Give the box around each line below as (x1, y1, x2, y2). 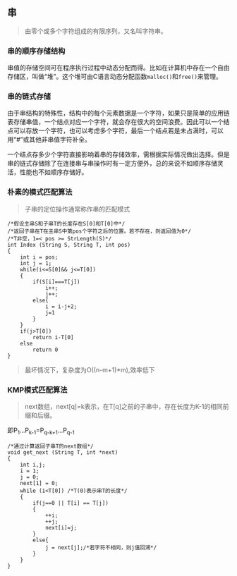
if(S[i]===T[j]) (32, 278, 80, 286)
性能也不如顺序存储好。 (19, 168, 88, 176)
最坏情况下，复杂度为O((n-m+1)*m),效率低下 (24, 365, 155, 374)
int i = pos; (20, 253, 59, 261)
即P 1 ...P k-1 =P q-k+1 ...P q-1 (7, 426, 75, 436)
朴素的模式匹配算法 (7, 188, 73, 197)
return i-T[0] (32, 333, 74, 341)
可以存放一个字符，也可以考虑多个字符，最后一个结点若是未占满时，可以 (13, 126, 224, 135)
